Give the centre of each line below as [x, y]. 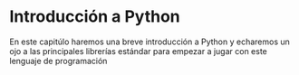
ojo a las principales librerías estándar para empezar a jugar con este [138, 51]
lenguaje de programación [58, 61]
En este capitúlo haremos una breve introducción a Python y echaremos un [149, 42]
